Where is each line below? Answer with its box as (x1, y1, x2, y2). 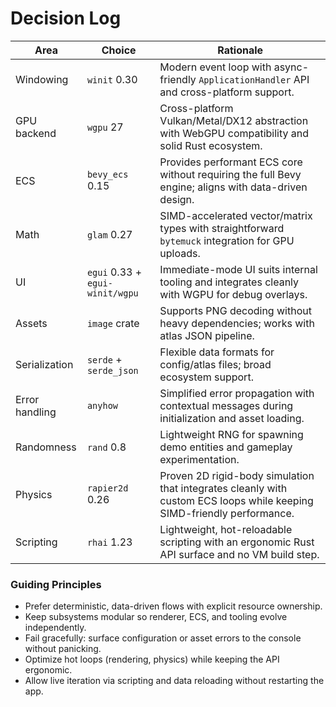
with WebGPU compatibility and (159, 126, 310, 140)
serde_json (86, 365, 139, 376)
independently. (24, 622, 87, 634)
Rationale (217, 43, 264, 57)
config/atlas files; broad (159, 357, 272, 371)
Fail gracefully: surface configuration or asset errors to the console (24, 632, 302, 644)
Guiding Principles (10, 577, 102, 591)
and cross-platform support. (159, 85, 295, 99)
